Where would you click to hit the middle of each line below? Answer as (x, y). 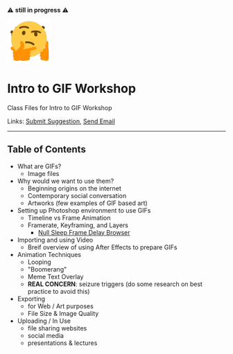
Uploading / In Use (44, 321)
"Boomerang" (47, 269)
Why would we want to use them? (66, 181)
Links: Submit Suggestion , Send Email (61, 121)
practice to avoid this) (59, 291)
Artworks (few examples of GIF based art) (87, 203)
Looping (40, 262)
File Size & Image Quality (63, 313)
